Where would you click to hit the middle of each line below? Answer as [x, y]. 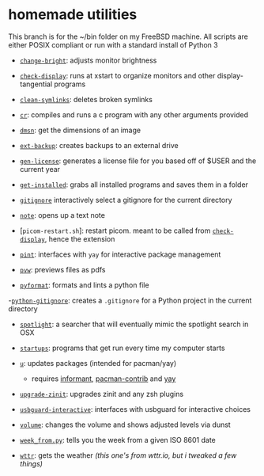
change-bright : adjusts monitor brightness [88, 60]
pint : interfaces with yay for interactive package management [120, 254]
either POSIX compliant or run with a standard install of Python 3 [113, 44]
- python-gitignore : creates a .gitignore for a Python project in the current [130, 300]
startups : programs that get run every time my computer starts [122, 348]
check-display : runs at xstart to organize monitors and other [117, 75]
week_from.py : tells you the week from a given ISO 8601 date [117, 440]
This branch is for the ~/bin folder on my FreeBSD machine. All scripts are [128, 36]
